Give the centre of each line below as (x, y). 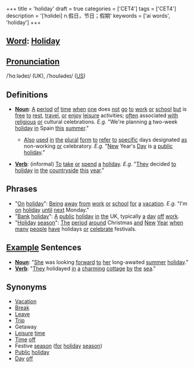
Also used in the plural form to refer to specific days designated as (105, 140)
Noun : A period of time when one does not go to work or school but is (101, 109)
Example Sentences (44, 248)
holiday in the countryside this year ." (60, 170)
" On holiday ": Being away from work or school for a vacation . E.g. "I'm (101, 203)
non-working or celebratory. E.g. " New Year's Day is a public (98, 146)
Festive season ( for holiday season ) (58, 346)
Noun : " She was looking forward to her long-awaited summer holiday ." (101, 262)
